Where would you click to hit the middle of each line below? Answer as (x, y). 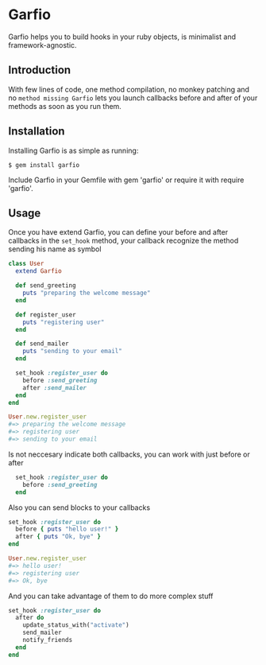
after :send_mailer (55, 387)
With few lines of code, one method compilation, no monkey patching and (129, 89)
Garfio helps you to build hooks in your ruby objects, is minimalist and (122, 37)
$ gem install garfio (44, 165)
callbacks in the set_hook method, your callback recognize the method (123, 241)
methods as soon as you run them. (65, 106)
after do (30, 618)
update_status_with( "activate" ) (76, 625)
